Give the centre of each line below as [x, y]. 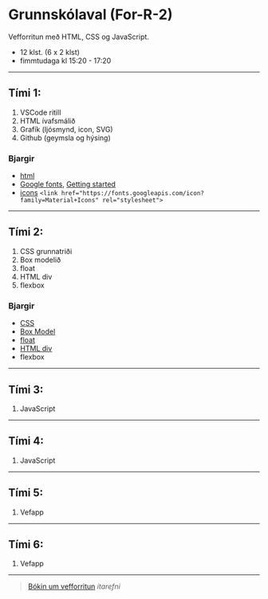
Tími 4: [26, 441]
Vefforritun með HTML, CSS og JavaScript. [79, 37]
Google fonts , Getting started [67, 184]
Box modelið [40, 260]
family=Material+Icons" [59, 201]
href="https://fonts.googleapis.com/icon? [133, 194]
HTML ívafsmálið [47, 120]
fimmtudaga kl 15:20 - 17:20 [65, 61]
